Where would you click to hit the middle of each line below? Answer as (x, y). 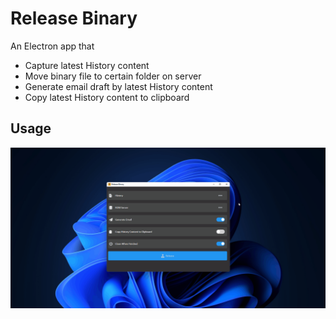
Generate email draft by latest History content (118, 86)
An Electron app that (52, 46)
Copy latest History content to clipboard (107, 97)
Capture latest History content (87, 65)
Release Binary (74, 18)
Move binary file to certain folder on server (113, 76)
